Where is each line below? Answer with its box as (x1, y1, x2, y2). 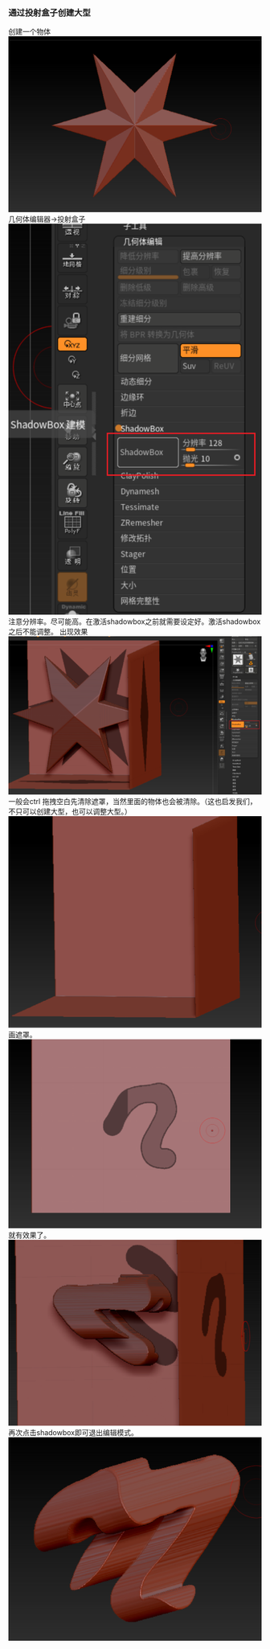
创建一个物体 (8, 27, 51, 37)
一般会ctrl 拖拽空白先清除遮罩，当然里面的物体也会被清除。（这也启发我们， (8, 797, 257, 806)
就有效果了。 (8, 1230, 51, 1240)
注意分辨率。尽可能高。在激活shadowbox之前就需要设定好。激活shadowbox (8, 617, 261, 626)
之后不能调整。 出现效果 (8, 626, 88, 636)
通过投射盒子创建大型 (8, 6, 91, 18)
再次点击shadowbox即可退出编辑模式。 (8, 1427, 138, 1437)
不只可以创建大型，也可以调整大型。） (8, 806, 132, 817)
